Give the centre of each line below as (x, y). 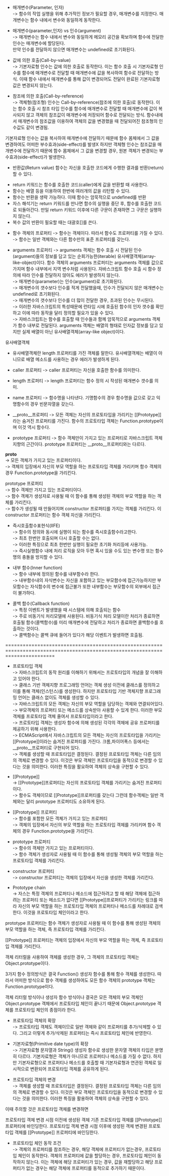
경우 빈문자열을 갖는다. (52, 404)
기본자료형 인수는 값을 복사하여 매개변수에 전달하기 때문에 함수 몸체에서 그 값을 (82, 138)
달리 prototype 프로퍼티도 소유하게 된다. (66, 801)
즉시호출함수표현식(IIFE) (36, 525)
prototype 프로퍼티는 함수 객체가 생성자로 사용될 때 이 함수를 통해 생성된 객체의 (83, 923)
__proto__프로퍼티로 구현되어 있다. (46, 748)
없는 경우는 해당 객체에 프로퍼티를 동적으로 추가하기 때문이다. (86, 1168)
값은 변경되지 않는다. (33, 85)
